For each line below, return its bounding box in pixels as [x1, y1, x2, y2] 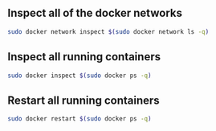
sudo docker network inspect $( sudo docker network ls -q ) [7, 27, 210, 35]
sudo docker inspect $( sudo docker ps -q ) [7, 72, 152, 80]
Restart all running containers [7, 93, 160, 107]
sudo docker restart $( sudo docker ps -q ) [7, 115, 152, 123]
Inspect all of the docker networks [7, 6, 182, 20]
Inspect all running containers [7, 50, 161, 63]
